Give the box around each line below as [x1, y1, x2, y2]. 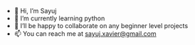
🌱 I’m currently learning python [14, 14, 105, 22]
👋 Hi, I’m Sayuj [14, 7, 57, 15]
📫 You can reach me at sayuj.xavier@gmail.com [14, 30, 157, 38]
